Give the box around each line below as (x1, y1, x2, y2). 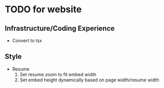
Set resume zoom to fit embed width (19, 71, 97, 77)
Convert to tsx (12, 37, 42, 43)
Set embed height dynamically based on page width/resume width (19, 77, 159, 83)
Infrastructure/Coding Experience (5, 24, 115, 33)
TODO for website (5, 4, 82, 15)
